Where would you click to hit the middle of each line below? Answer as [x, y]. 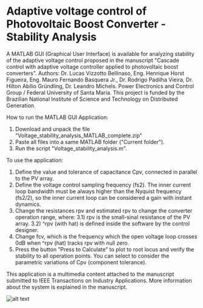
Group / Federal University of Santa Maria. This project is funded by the [95, 92]
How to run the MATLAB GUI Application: [58, 117]
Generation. [21, 105]
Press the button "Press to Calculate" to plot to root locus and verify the [105, 249]
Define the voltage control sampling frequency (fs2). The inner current [103, 185]
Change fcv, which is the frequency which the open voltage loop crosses [106, 236]
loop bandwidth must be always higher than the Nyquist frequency [98, 191]
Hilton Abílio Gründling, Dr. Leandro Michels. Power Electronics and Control [100, 86]
